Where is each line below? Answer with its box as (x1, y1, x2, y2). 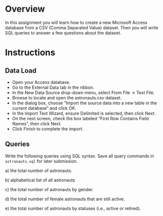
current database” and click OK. (12, 105, 76, 111)
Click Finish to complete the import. (12, 126, 84, 132)
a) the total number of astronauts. (5, 167, 72, 174)
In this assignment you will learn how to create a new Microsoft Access (5, 20, 147, 25)
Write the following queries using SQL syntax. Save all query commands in (5, 153, 154, 159)
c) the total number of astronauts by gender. (5, 186, 94, 192)
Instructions (5, 47, 55, 58)
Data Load (5, 66, 36, 75)
